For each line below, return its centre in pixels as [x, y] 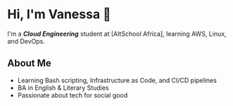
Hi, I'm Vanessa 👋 [59, 14]
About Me [29, 64]
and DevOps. [26, 41]
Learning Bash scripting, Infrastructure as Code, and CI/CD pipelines [117, 80]
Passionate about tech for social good [73, 95]
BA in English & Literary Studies [63, 88]
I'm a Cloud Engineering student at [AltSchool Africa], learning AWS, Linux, [117, 34]
